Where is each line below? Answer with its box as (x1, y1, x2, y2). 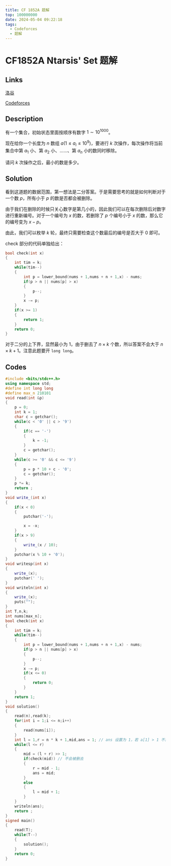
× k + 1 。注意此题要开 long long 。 (5, 348, 76, 354)
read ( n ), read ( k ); (14, 714, 51, 719)
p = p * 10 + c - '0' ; (23, 466, 72, 472)
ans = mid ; (32, 770, 56, 776)
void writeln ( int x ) (5, 585, 49, 590)
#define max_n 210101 (5, 391, 51, 396)
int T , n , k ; (5, 609, 28, 614)
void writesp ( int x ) (5, 561, 49, 566)
